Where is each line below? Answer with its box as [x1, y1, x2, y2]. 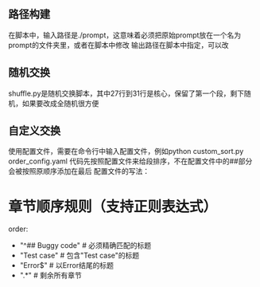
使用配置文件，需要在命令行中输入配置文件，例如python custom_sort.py [8, 147, 244, 156]
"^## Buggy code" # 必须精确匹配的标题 [19, 241, 152, 250]
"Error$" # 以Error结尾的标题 [19, 261, 114, 270]
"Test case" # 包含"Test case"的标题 [19, 250, 140, 261]
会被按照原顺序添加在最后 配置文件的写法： [8, 167, 149, 176]
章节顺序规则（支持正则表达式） [8, 198, 218, 215]
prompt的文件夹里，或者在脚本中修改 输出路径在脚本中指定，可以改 [8, 40, 229, 49]
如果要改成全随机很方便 [21, 98, 99, 108]
